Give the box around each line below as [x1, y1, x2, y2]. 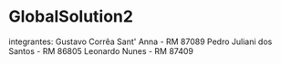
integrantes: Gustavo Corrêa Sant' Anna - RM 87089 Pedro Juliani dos [8, 36, 273, 47]
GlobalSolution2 [8, 6, 134, 27]
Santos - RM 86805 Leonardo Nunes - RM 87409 [8, 45, 193, 56]
